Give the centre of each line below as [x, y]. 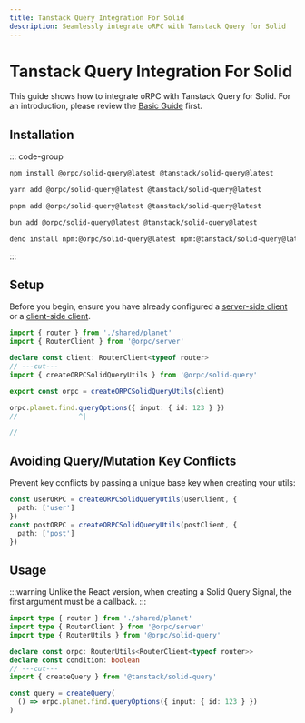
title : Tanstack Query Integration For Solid [97, 18]
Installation [42, 134]
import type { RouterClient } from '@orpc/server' [107, 627]
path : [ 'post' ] [46, 533]
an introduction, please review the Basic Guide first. [106, 106]
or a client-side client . [50, 316]
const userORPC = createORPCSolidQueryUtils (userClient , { [123, 500]
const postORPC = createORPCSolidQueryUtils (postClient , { [123, 525]
